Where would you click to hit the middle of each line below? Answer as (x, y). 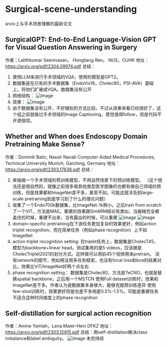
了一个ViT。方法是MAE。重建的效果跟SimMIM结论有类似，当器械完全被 (86, 211)
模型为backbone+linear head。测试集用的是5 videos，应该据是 (77, 247)
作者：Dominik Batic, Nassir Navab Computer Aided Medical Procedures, (80, 157)
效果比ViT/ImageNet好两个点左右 (55, 266)
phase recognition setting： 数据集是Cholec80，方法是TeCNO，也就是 (85, 272)
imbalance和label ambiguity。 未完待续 (55, 339)
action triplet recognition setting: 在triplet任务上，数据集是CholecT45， (85, 241)
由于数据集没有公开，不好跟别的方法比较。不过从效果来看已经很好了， (84, 108)
